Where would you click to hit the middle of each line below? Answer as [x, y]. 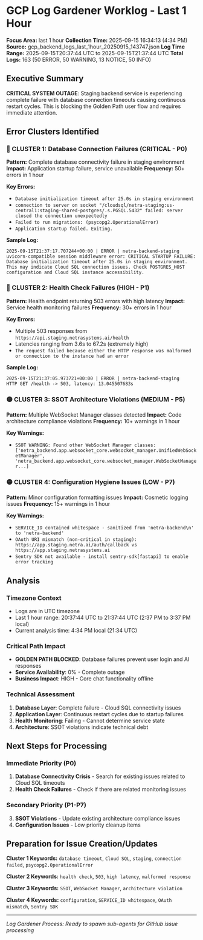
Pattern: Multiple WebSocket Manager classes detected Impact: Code [94, 415]
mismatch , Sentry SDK [32, 907]
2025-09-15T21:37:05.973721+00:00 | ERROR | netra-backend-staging [93, 378]
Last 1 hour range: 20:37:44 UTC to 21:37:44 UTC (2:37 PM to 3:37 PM [103, 618]
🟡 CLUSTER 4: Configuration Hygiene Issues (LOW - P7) [91, 482]
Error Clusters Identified [53, 132]
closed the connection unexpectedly [61, 216]
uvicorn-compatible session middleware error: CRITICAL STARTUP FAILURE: [101, 257]
